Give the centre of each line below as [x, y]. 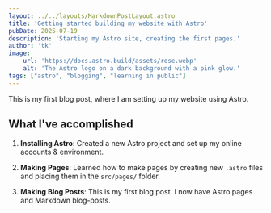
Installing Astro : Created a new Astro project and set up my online [131, 144]
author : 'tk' [30, 46]
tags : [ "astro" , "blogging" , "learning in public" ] [97, 76]
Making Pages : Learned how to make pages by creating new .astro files [142, 168]
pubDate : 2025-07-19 [43, 31]
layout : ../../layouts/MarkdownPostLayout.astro [92, 16]
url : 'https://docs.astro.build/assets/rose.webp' [110, 61]
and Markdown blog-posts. [65, 200]
